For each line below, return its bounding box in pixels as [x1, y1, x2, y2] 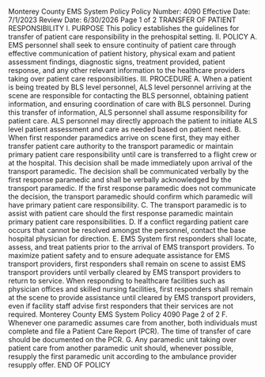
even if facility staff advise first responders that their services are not [8, 301, 233, 310]
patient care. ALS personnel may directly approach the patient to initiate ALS [8, 116, 258, 125]
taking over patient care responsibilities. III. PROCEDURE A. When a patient [8, 74, 252, 83]
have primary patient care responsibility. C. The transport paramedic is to [8, 200, 248, 209]
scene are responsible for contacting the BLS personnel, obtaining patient [8, 91, 249, 100]
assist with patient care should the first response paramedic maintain [8, 209, 233, 218]
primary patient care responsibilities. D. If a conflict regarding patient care [8, 217, 249, 227]
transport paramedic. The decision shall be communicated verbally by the [8, 166, 249, 176]
